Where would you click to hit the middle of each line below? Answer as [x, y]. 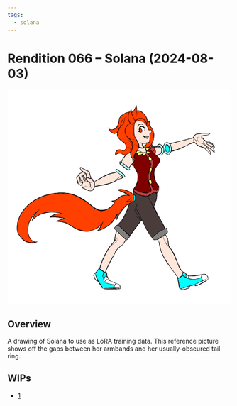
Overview [29, 324]
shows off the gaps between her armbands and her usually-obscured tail [114, 349]
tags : [15, 15]
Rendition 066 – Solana [77, 59]
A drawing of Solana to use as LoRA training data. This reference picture [113, 341]
